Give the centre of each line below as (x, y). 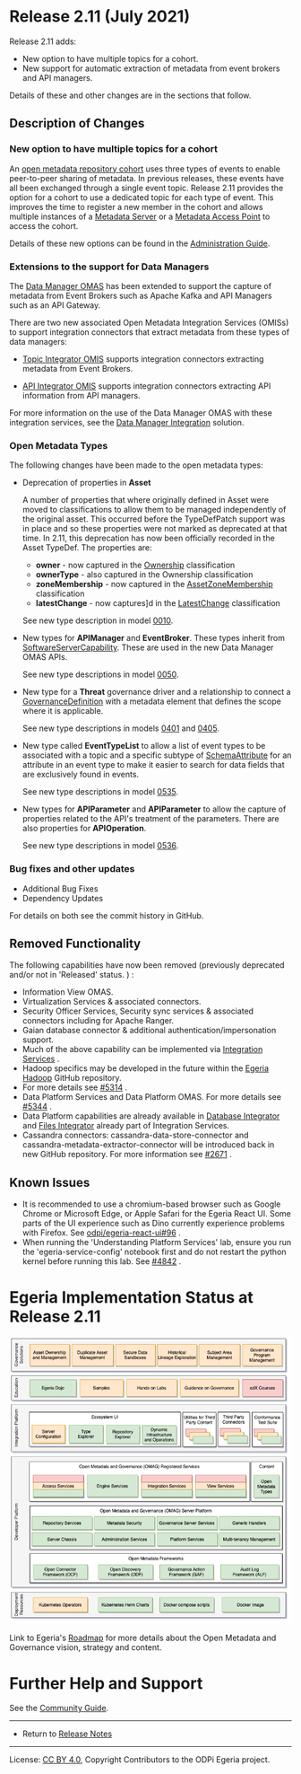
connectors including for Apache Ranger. (98, 1021)
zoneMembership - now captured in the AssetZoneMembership (154, 584)
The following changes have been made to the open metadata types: (136, 465)
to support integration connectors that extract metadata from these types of (149, 332)
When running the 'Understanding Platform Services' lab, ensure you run (157, 1243)
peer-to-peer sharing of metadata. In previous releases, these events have (147, 178)
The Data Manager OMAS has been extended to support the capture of (140, 285)
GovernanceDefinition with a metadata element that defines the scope (152, 701)
